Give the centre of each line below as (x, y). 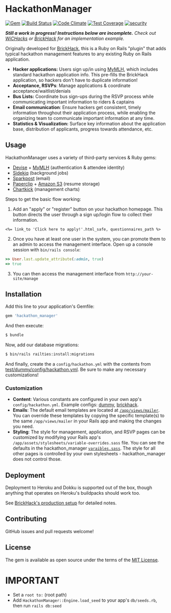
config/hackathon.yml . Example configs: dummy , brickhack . (76, 405)
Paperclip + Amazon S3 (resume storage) (56, 184)
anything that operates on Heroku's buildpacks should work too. (73, 493)
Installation (23, 294)
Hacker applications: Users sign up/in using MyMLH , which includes (85, 69)
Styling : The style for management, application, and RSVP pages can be (89, 432)
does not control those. (37, 459)
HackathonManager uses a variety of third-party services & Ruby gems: (81, 157)
